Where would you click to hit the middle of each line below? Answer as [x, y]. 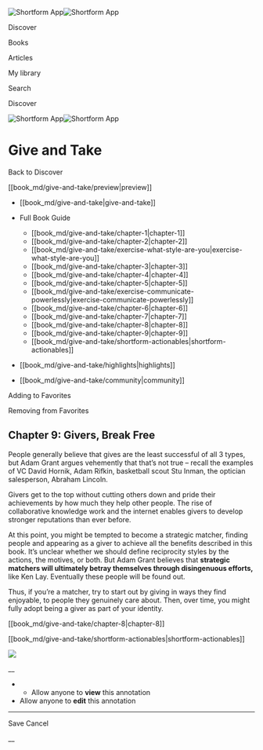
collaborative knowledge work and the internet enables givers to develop [126, 511]
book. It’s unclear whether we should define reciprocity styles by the [119, 551]
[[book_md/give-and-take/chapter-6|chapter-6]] [110, 308]
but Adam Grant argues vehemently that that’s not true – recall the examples [131, 463]
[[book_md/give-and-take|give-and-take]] [88, 202]
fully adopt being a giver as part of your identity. [86, 608]
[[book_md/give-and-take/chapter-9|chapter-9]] [110, 333]
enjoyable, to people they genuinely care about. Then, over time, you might [129, 600]
